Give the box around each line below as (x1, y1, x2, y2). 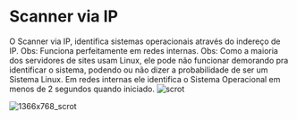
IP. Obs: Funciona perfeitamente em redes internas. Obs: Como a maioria (9, 45, 279, 56)
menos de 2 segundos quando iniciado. (9, 83, 155, 94)
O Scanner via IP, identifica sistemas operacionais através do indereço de (9, 36, 281, 47)
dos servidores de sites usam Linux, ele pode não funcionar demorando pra (9, 55, 289, 65)
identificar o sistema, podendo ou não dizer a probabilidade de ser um (9, 64, 268, 75)
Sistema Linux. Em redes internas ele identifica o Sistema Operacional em (9, 73, 281, 84)
